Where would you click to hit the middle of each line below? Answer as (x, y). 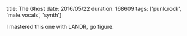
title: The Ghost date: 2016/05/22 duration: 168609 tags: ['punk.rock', (94, 9)
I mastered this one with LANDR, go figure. (60, 27)
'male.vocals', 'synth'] (34, 15)
